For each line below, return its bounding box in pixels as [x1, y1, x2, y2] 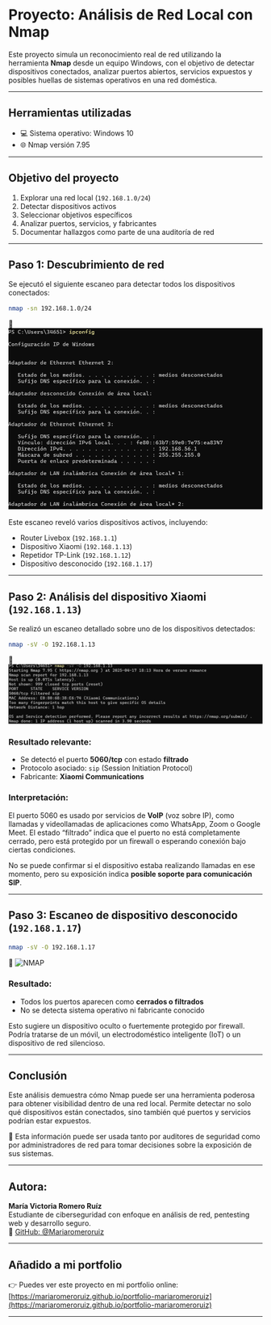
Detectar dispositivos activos [19, 201, 117, 211]
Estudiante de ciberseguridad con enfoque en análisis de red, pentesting [8, 1210, 250, 1220]
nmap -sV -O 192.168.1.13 [8, 640, 95, 648]
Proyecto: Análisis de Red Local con [8, 6, 253, 24]
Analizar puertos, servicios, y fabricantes [19, 218, 157, 228]
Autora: [8, 1180, 48, 1193]
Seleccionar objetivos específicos [19, 210, 133, 220]
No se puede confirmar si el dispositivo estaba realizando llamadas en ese [8, 860, 256, 870]
